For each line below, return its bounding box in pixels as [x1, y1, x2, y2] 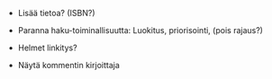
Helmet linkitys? [17, 42, 78, 53]
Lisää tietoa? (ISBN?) [17, 8, 96, 18]
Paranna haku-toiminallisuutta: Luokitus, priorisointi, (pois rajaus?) [17, 25, 264, 35]
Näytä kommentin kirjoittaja [17, 60, 120, 70]
